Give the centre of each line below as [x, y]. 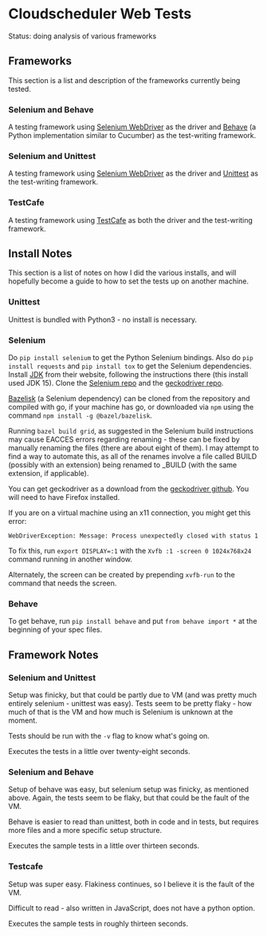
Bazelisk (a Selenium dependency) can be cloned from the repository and [129, 399]
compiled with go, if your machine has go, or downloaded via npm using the [131, 407]
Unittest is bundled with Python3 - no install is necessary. [103, 319]
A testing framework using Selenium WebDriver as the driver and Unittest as [133, 173]
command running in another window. [71, 559]
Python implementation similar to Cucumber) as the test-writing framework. [132, 136]
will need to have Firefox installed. [64, 498]
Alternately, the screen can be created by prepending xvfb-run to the [122, 575]
